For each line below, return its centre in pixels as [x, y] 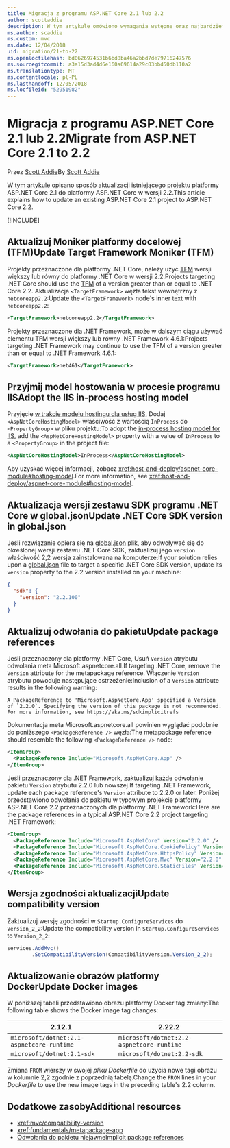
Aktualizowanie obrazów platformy [83, 976]
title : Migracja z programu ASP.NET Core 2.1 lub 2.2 [86, 13]
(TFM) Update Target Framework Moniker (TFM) [111, 253]
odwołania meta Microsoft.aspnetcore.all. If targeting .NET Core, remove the [114, 666]
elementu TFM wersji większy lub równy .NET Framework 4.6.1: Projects [107, 338]
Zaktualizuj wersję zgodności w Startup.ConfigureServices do [95, 921]
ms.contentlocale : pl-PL [42, 77]
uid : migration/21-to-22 [42, 52]
